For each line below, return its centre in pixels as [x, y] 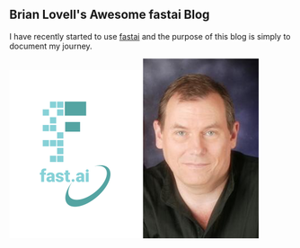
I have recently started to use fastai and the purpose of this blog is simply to [150, 36]
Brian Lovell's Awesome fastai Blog [110, 15]
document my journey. [51, 46]
